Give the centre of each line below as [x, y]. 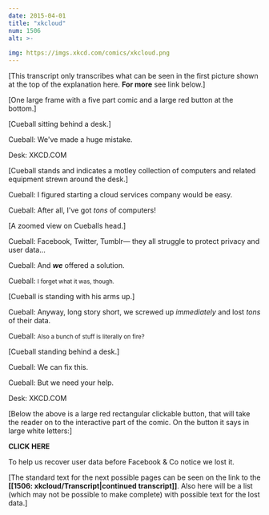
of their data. [30, 320]
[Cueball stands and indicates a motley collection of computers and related [132, 170]
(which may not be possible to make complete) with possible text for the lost [134, 495]
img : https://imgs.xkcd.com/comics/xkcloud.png [89, 53]
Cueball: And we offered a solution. [66, 265]
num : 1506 [25, 30]
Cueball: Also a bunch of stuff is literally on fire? [76, 336]
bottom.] [22, 108]
